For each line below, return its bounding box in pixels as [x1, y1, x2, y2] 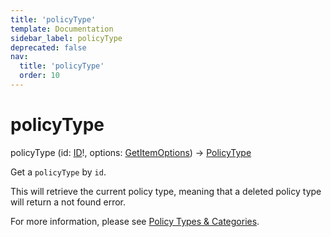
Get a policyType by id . [10, 166, 107, 178]
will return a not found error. [10, 196, 127, 208]
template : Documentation [10, 24, 114, 34]
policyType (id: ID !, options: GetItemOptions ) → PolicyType [10, 146, 252, 158]
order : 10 [19, 71, 60, 81]
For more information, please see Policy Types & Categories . [10, 215, 260, 227]
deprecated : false [10, 42, 87, 53]
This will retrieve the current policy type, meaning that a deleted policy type [10, 185, 322, 197]
